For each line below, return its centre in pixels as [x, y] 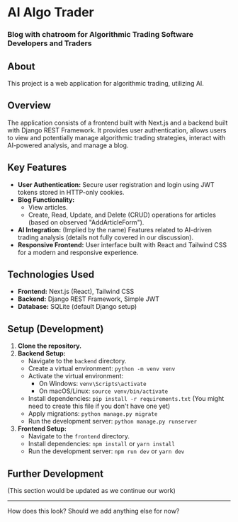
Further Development [56, 473]
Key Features [37, 168]
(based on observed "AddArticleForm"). [86, 222]
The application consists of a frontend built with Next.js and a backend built [118, 123]
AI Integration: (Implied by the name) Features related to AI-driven [115, 229]
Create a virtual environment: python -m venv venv [102, 368]
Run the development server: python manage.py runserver [113, 421]
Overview [29, 106]
